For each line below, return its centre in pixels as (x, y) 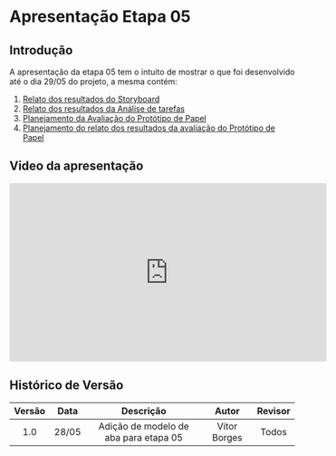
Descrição (144, 411)
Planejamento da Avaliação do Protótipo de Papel (114, 118)
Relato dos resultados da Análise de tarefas (104, 109)
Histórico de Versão (67, 386)
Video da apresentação (77, 166)
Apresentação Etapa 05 (100, 17)
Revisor (274, 411)
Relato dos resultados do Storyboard (91, 99)
